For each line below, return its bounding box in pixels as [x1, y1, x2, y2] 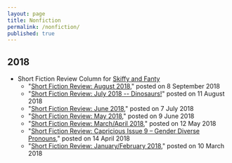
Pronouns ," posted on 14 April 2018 [27, 134, 130, 143]
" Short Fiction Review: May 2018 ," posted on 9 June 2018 [27, 112, 195, 120]
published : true [7, 30, 55, 37]
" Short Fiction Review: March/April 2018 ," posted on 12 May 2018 [27, 119, 217, 128]
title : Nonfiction [7, 17, 61, 24]
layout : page [7, 10, 46, 18]
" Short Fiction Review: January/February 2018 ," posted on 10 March [27, 142, 225, 150]
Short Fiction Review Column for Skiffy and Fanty [17, 74, 160, 83]
